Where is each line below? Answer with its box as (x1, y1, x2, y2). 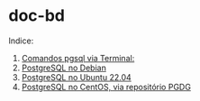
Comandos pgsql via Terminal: (21, 52, 135, 63)
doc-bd (8, 5, 65, 26)
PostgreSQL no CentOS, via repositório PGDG (21, 81, 191, 92)
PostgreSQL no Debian (21, 62, 107, 73)
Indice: (8, 35, 34, 46)
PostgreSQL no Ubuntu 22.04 (21, 71, 132, 82)
